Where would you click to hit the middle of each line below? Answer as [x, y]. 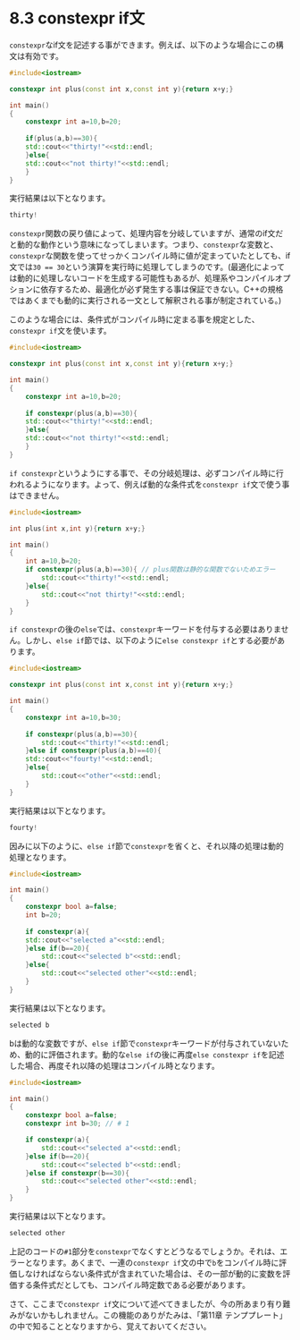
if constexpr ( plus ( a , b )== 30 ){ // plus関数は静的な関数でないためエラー [150, 570]
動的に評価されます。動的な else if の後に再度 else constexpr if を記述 [154, 1054]
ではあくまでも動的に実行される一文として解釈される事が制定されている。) [146, 301]
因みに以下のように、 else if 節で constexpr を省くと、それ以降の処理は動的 [146, 845]
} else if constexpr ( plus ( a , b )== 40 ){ [94, 751]
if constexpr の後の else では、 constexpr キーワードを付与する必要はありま [145, 629]
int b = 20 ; [44, 915]
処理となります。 [40, 857]
